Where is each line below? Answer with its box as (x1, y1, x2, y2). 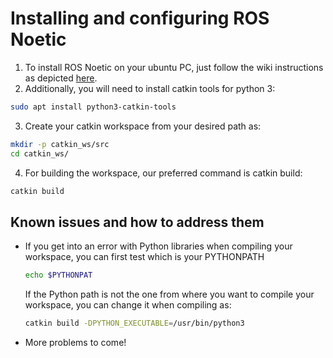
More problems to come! (24, 337, 127, 348)
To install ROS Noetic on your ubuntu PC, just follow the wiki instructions (24, 61, 324, 73)
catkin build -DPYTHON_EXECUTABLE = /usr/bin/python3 (24, 318, 245, 329)
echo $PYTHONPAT (24, 270, 93, 281)
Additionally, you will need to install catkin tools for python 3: (24, 82, 276, 94)
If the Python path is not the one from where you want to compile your (24, 288, 315, 301)
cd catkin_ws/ (10, 148, 70, 159)
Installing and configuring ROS (10, 7, 270, 30)
